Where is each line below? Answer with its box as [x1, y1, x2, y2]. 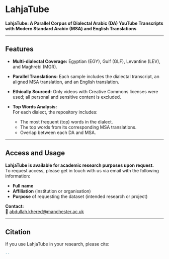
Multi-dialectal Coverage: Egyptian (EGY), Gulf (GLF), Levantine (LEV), [12, 58, 161, 64]
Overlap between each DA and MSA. [20, 129, 97, 136]
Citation [5, 228, 31, 236]
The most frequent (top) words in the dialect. [20, 118, 113, 124]
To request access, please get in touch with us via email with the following [5, 167, 159, 173]
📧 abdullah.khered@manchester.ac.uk [5, 208, 84, 215]
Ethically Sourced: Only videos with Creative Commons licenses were [12, 88, 158, 94]
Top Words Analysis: [12, 103, 57, 109]
